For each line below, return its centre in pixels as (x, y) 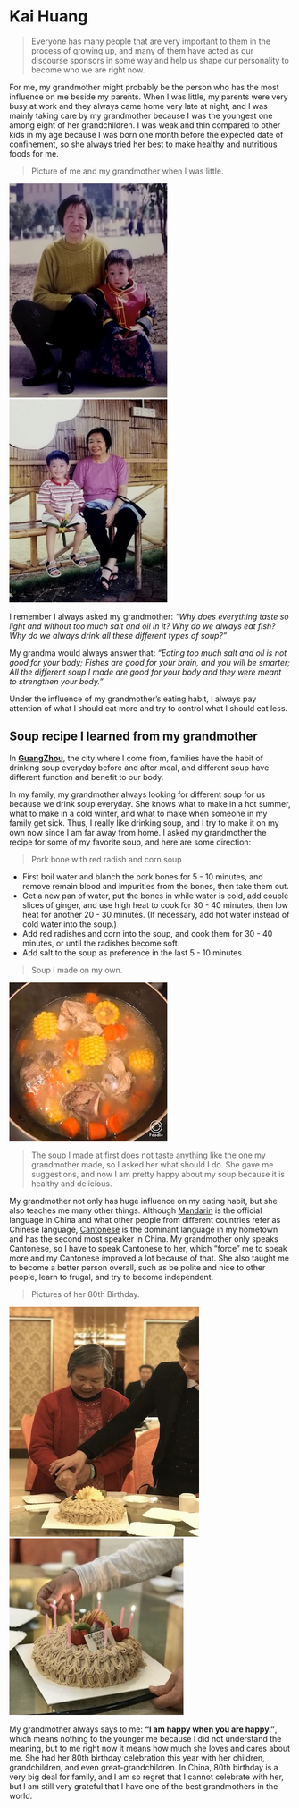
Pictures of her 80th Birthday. (85, 1294)
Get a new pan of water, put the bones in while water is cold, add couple (155, 896)
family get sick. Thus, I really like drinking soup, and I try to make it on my (144, 823)
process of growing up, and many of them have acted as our (142, 50)
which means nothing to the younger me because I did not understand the (145, 1738)
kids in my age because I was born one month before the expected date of (146, 134)
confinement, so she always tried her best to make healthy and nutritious (143, 144)
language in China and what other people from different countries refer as (145, 1219)
